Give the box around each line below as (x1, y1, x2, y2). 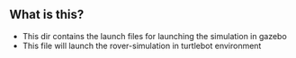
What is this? (9, 7, 85, 22)
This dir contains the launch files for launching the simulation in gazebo (22, 30, 288, 41)
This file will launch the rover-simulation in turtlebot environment (22, 40, 262, 51)
